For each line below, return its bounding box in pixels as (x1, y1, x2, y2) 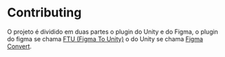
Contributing (7, 5, 82, 21)
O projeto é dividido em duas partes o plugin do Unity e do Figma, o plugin (7, 27, 219, 36)
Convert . (7, 42, 32, 50)
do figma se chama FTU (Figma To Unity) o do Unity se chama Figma (7, 34, 204, 43)
